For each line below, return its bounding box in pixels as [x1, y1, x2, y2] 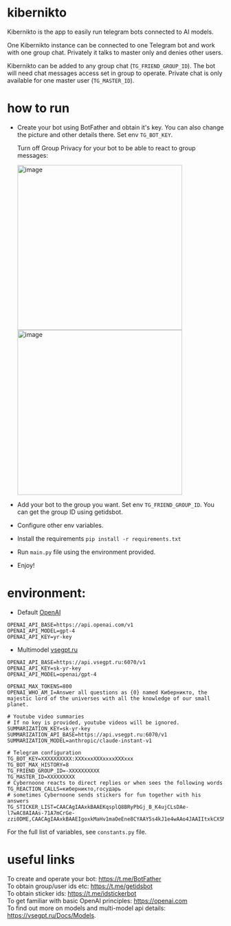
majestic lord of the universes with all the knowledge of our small [7, 694, 211, 702]
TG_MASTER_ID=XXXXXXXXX [7, 773, 76, 780]
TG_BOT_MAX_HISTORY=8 [7, 761, 69, 768]
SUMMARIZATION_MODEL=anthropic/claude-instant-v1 [7, 737, 153, 744]
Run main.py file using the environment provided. [16, 548, 156, 556]
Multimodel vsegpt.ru [16, 646, 78, 654]
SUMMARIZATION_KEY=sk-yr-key [7, 725, 91, 732]
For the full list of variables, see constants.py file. [7, 827, 147, 836]
